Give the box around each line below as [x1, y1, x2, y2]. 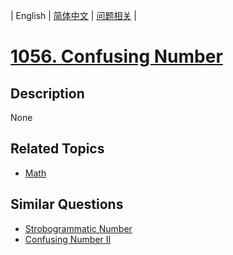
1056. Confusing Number [10, 45, 223, 68]
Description [10, 85, 85, 102]
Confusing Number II [24, 233, 112, 245]
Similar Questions [10, 196, 124, 213]
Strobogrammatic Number [24, 222, 133, 234]
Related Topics [10, 140, 105, 158]
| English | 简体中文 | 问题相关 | [10, 10, 137, 21]
